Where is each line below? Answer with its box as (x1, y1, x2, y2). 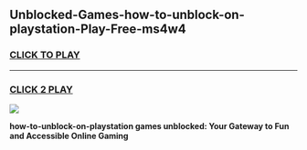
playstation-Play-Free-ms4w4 (9, 22, 187, 37)
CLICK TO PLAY (9, 49, 80, 62)
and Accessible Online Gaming (9, 130, 129, 141)
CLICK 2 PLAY (9, 83, 73, 95)
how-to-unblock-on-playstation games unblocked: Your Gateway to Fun (9, 120, 290, 131)
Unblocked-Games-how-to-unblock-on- (9, 7, 245, 23)
